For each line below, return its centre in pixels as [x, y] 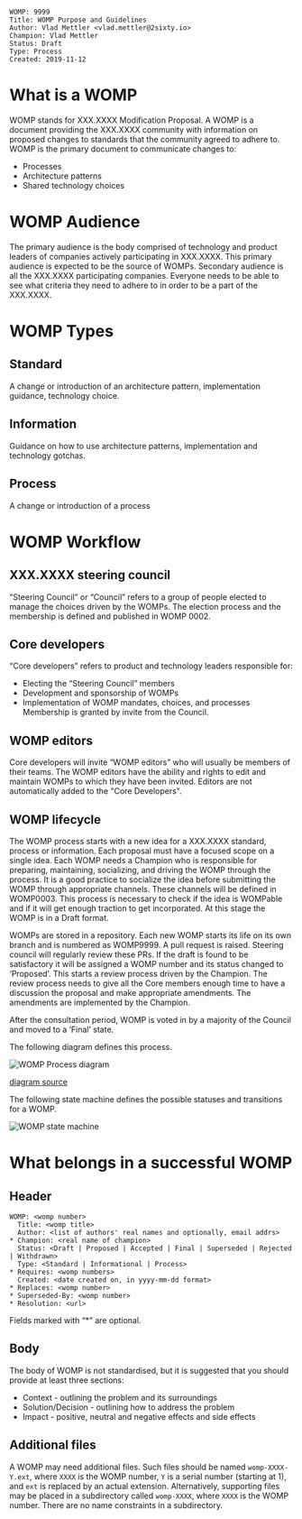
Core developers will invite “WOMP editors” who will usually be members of [150, 762]
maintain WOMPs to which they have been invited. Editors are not [131, 782]
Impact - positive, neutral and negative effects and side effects [139, 1416]
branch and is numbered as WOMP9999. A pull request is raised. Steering [146, 944]
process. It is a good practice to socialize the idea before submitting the [143, 879]
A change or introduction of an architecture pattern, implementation [135, 386]
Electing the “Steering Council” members [99, 684]
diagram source [39, 1082]
